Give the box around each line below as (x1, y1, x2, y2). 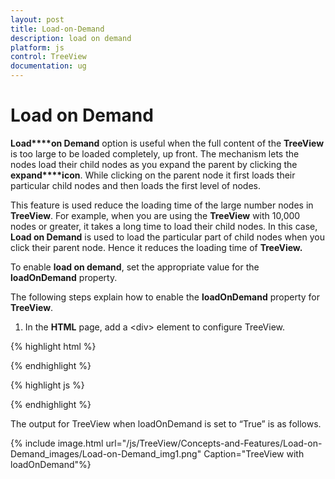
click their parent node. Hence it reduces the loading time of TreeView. (10, 241, 303, 253)
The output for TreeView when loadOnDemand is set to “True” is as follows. (10, 417, 322, 430)
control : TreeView (10, 52, 87, 62)
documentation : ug (10, 61, 87, 71)
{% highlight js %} (10, 379, 85, 391)
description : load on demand (10, 33, 132, 43)
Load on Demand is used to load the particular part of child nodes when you (10, 231, 325, 243)
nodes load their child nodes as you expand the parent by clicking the (10, 158, 298, 170)
